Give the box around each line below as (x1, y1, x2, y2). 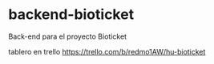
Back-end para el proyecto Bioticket (8, 32, 127, 41)
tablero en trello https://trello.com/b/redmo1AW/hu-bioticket (8, 47, 206, 56)
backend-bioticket (8, 6, 135, 24)
